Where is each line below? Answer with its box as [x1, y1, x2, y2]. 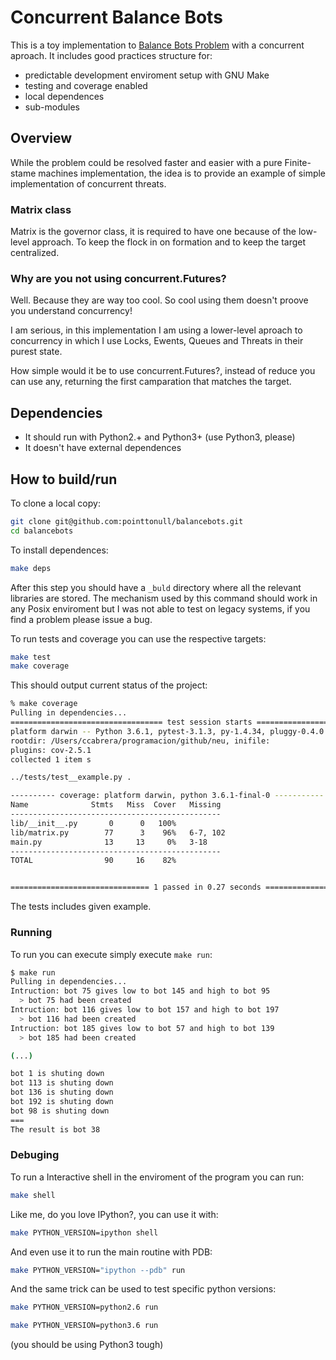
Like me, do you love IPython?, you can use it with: [10, 1208, 219, 1220]
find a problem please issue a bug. [10, 613, 153, 625]
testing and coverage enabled [24, 79, 148, 91]
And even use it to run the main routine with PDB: [10, 1246, 213, 1258]
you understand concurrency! [10, 305, 133, 317]
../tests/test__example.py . [10, 772, 132, 783]
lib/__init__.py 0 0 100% [10, 818, 177, 828]
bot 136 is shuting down [10, 1087, 114, 1098]
